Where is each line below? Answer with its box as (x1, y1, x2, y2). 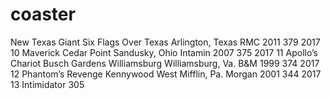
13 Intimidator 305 (10, 78, 85, 90)
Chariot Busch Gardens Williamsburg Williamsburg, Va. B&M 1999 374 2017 (10, 57, 320, 69)
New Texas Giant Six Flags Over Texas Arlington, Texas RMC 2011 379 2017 (10, 36, 321, 48)
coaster (10, 3, 76, 26)
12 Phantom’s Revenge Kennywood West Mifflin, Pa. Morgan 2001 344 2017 (10, 68, 322, 80)
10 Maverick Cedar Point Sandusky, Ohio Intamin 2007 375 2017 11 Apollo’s (10, 46, 318, 58)
